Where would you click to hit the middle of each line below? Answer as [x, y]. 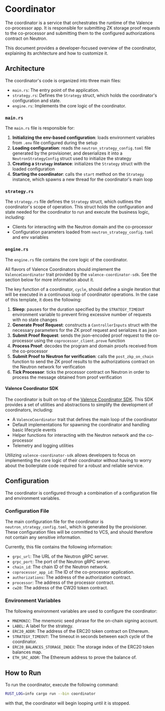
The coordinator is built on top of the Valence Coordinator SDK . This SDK [79, 399]
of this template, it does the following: [43, 299]
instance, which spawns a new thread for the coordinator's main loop [82, 179]
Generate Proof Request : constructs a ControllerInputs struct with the [85, 325]
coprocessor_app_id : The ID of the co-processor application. [73, 572]
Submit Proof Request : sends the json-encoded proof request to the [82, 335]
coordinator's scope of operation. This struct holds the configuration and [79, 207]
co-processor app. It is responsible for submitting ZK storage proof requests [82, 28]
